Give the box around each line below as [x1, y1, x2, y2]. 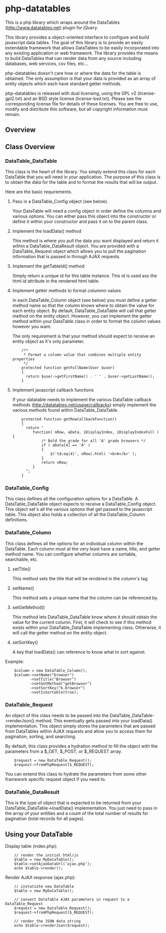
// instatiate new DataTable [14, 884, 74, 889]
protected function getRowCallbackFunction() [21, 417, 117, 422]
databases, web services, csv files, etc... [5, 60, 88, 66]
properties [12, 357, 35, 362]
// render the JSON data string [14, 919, 81, 924]
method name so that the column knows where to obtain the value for [12, 303, 155, 309]
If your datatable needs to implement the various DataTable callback [12, 397, 152, 403]
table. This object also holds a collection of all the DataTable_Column [5, 511, 145, 518]
